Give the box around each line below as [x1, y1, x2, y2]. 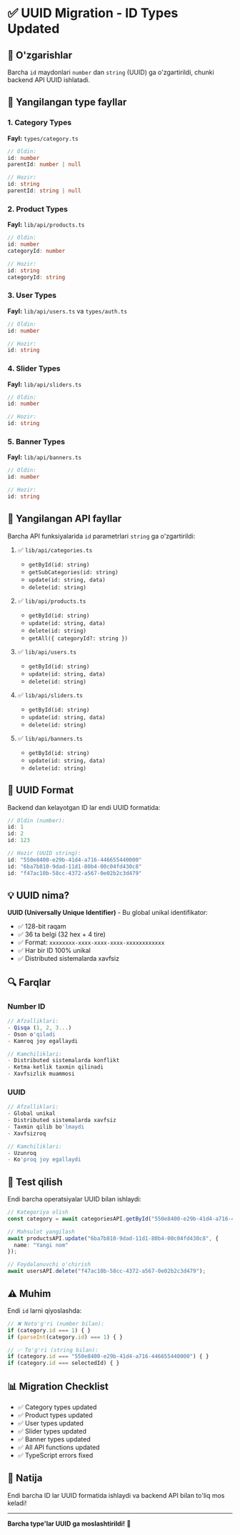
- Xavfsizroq [7, 1130, 46, 1137]
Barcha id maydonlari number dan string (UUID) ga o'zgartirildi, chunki [7, 68, 214, 76]
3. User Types [7, 291, 57, 301]
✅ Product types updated [17, 1411, 93, 1419]
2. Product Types [7, 204, 68, 214]
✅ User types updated [17, 1419, 84, 1427]
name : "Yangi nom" [14, 1241, 69, 1249]
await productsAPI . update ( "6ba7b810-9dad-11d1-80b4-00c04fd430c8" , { [7, 1234, 219, 1242]
